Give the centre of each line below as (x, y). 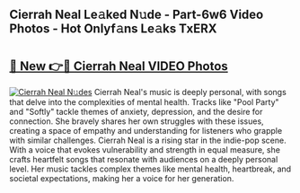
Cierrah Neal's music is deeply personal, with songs (190, 92)
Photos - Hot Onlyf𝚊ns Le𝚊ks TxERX (113, 29)
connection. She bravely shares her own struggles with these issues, (137, 121)
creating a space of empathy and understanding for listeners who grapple (146, 131)
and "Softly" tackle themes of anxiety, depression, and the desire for (136, 112)
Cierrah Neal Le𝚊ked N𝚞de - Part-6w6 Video (137, 15)
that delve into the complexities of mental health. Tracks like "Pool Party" (145, 102)
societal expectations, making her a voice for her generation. (122, 178)
